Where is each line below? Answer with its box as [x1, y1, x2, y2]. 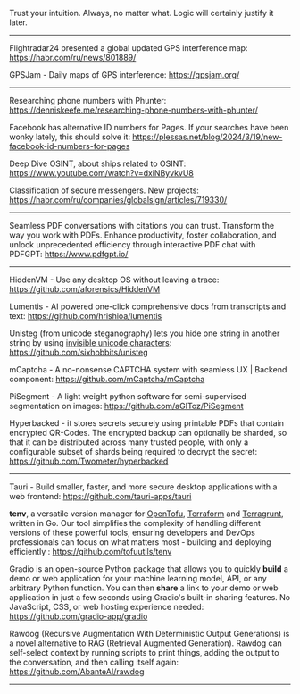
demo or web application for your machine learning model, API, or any [9, 573, 268, 583]
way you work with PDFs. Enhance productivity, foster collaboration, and [9, 230, 277, 240]
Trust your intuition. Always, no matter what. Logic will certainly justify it [9, 8, 274, 18]
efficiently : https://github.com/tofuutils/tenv [9, 547, 172, 556]
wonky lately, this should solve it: [9, 131, 131, 142]
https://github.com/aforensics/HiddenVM [9, 284, 161, 294]
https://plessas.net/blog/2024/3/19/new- [132, 131, 283, 142]
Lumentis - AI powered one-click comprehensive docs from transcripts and [9, 301, 287, 312]
